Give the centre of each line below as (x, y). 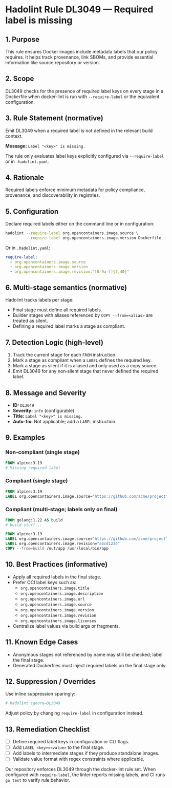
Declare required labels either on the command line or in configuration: (80, 224)
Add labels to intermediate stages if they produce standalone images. (86, 753)
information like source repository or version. (53, 62)
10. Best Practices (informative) (57, 564)
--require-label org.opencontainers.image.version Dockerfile (93, 238)
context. (14, 136)
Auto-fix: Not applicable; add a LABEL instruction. (64, 421)
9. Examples (25, 438)
